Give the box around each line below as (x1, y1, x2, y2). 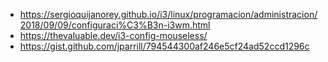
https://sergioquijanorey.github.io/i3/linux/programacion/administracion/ (19, 9, 318, 20)
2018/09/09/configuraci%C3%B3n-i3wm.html (19, 19, 211, 31)
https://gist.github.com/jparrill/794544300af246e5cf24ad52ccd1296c (19, 40, 310, 52)
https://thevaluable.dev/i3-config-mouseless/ (19, 30, 208, 41)
